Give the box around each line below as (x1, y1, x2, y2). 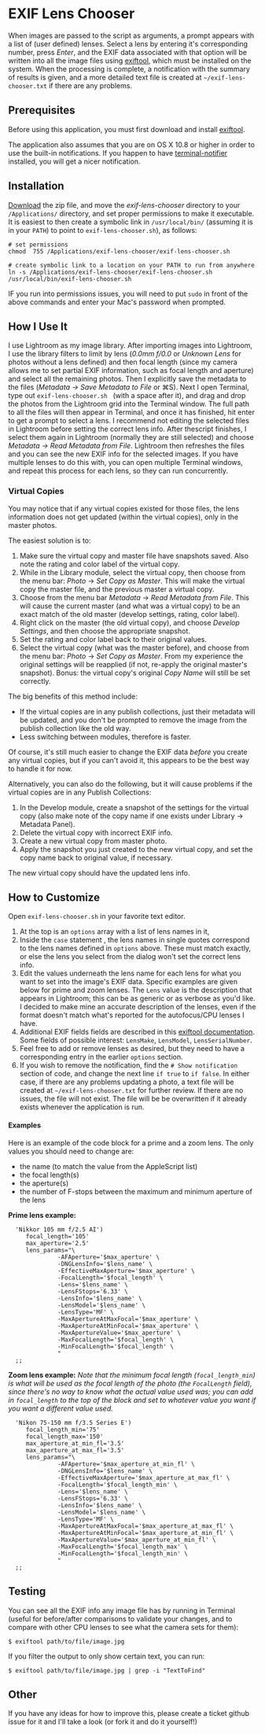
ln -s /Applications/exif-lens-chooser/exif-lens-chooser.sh (8, 268, 213, 276)
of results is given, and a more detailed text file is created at (8, 72, 202, 82)
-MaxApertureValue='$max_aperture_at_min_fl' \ (57, 1536, 216, 1544)
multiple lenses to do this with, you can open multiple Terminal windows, (8, 458, 244, 467)
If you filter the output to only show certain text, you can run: (8, 1651, 205, 1661)
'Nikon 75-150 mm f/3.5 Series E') (15, 1419, 132, 1426)
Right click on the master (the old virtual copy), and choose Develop (19, 618, 240, 627)
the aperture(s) (19, 1178, 69, 1188)
